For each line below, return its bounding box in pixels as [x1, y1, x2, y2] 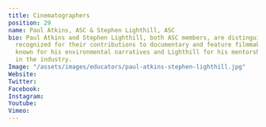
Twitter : [8, 77, 37, 85]
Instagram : [8, 92, 44, 100]
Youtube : [8, 99, 37, 107]
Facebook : [8, 84, 41, 93]
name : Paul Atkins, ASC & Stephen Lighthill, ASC [8, 26, 176, 34]
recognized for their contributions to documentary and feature [15, 41, 232, 49]
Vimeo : [8, 107, 30, 115]
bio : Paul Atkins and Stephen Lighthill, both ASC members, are [8, 33, 225, 42]
